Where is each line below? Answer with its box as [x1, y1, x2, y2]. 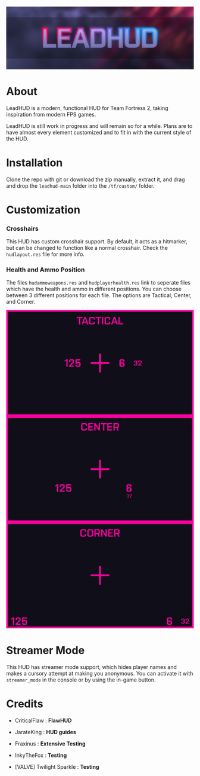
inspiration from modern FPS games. [6, 111, 96, 118]
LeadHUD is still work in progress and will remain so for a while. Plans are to [6, 122, 193, 129]
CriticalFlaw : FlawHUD [14, 717, 72, 724]
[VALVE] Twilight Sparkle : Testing [14, 763, 99, 770]
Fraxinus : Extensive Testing [14, 740, 86, 747]
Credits [6, 697, 43, 711]
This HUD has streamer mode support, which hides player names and [6, 664, 177, 671]
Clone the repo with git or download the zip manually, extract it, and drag [6, 176, 185, 183]
